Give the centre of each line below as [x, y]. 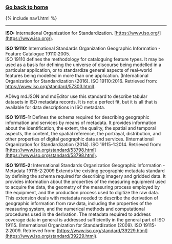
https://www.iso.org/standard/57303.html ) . [50, 87]
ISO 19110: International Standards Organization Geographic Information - [83, 48]
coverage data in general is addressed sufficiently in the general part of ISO [85, 220]
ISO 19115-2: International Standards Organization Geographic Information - [85, 166]
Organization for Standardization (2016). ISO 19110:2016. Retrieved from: [81, 81]
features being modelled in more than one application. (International [77, 76]
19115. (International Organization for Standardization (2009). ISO [74, 225]
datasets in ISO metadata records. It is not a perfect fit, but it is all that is [81, 102]
